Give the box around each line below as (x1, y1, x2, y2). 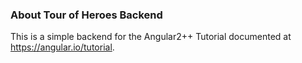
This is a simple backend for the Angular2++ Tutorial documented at (10, 31, 292, 43)
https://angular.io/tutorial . (10, 41, 115, 53)
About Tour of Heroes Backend (10, 8, 163, 22)
